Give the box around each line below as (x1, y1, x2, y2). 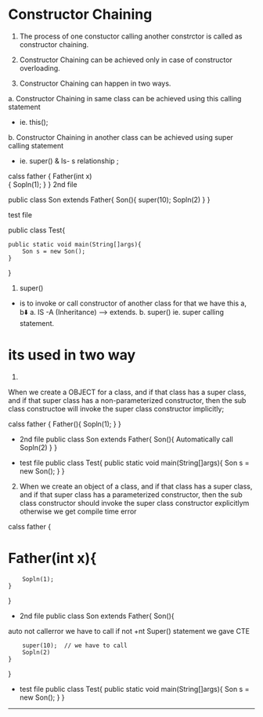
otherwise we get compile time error (19, 507, 137, 516)
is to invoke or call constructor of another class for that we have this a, (19, 298, 247, 308)
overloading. (19, 63, 60, 72)
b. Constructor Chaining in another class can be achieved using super (8, 132, 233, 142)
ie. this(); (19, 117, 49, 126)
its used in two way (8, 346, 136, 364)
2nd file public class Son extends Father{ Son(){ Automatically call (19, 434, 233, 444)
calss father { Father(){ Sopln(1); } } (8, 419, 121, 429)
